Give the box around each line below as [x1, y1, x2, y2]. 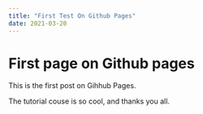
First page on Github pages [8, 54, 195, 73]
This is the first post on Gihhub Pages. [8, 81, 136, 91]
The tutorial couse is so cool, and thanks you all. [8, 96, 171, 106]
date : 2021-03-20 [8, 19, 67, 27]
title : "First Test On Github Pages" [8, 11, 136, 20]
